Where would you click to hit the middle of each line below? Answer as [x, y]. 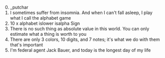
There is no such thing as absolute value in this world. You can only [79, 29]
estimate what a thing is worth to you [48, 34]
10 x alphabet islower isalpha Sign [45, 23]
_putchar [19, 7]
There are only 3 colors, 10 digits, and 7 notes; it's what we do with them [85, 39]
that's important [27, 45]
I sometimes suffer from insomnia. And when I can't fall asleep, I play [81, 13]
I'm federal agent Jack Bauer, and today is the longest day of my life [80, 50]
